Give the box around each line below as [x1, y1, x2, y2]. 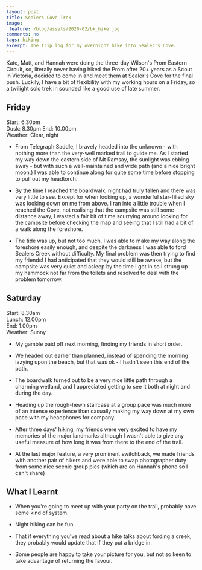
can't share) [14, 469, 45, 476]
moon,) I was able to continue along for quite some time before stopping [14, 169, 195, 176]
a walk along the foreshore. [14, 225, 83, 233]
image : [6, 20, 23, 26]
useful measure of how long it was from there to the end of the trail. [14, 438, 183, 445]
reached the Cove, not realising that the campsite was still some [14, 206, 174, 213]
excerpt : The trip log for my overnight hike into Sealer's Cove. [6, 43, 177, 49]
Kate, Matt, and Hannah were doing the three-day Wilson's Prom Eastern [6, 59, 188, 66]
